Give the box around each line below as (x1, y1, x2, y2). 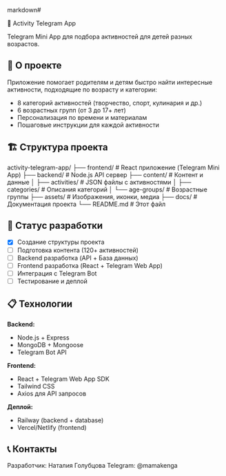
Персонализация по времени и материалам (17, 113, 147, 121)
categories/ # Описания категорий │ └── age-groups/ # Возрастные (7, 185, 208, 194)
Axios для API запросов (17, 389, 87, 397)
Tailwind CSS (17, 382, 55, 390)
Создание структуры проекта (17, 238, 105, 247)
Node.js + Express (17, 333, 70, 342)
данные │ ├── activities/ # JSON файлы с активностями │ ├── (7, 178, 192, 186)
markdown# (7, 6, 41, 14)
